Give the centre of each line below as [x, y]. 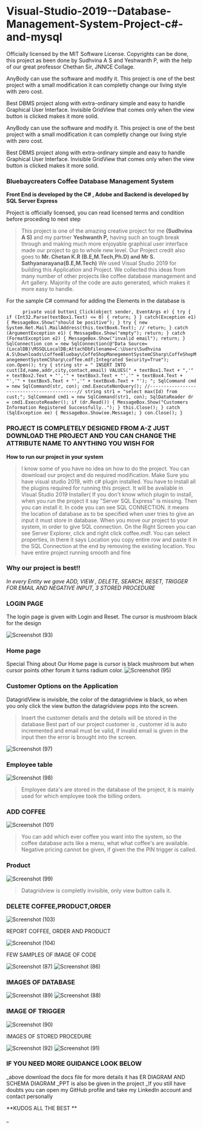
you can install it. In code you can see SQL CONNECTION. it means [105, 507]
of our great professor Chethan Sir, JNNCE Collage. [71, 67]
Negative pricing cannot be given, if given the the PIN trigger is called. [109, 849]
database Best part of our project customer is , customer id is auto [104, 724]
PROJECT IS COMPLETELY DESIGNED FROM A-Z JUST [88, 428]
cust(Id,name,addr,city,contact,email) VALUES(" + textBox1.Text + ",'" [100, 371]
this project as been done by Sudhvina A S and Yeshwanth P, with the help [99, 60]
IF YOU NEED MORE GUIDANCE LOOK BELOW [74, 1063]
